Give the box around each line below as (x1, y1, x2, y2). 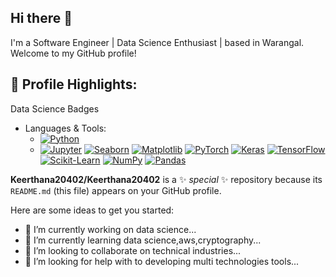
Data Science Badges (10, 102, 100, 115)
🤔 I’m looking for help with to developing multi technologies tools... (24, 255, 300, 267)
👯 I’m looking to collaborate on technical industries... (24, 244, 242, 256)
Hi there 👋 (10, 10, 73, 27)
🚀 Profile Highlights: (10, 76, 138, 93)
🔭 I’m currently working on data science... (24, 223, 197, 235)
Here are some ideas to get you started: (10, 204, 175, 216)
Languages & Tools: (24, 122, 107, 134)
